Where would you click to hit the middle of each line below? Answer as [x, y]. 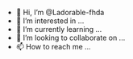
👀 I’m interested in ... [50, 21]
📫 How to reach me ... [53, 47]
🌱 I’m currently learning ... [59, 29]
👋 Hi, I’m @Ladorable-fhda [60, 12]
